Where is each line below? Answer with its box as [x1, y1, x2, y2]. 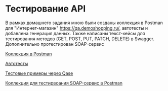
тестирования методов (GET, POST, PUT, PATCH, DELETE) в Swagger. [5, 36, 155, 42]
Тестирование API [5, 3, 86, 15]
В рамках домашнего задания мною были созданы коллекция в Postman [5, 20, 163, 26]
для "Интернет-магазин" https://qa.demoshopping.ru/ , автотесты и [5, 25, 148, 31]
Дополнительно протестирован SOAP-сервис [5, 41, 105, 47]
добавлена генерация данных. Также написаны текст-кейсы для [5, 30, 145, 36]
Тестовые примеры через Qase [5, 70, 73, 76]
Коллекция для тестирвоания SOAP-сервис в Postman [5, 80, 123, 86]
